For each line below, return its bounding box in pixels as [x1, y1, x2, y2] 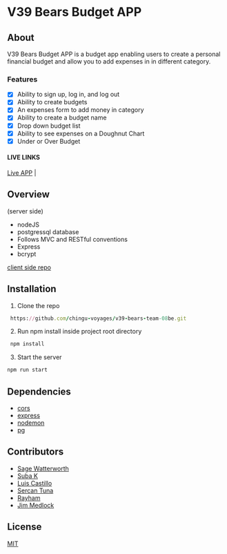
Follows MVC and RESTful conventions [17, 235, 128, 243]
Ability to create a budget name [17, 113, 107, 122]
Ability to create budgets [17, 98, 88, 106]
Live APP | [7, 169, 37, 177]
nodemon [17, 419, 45, 427]
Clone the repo [17, 301, 60, 309]
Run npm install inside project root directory [17, 327, 142, 336]
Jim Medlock [17, 501, 55, 509]
